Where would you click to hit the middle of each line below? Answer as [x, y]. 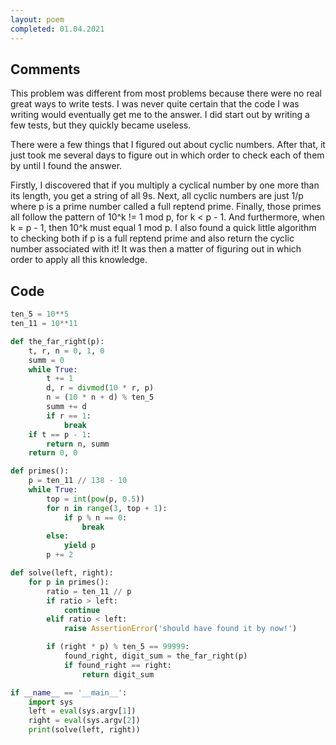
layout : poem [37, 19]
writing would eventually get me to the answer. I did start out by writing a [160, 115]
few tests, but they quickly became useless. [101, 125]
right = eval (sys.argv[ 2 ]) [84, 721]
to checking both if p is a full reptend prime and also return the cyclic [152, 238]
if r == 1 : [69, 416]
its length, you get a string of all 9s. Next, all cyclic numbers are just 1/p [157, 196]
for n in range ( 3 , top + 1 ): [107, 508]
